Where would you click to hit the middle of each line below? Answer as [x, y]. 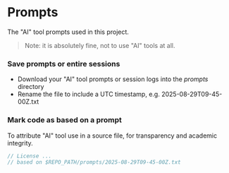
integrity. [20, 143]
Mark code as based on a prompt [64, 120]
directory [31, 87]
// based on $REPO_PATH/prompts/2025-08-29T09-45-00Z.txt [94, 162]
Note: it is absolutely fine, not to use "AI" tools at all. [100, 45]
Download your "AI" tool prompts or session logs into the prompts [113, 79]
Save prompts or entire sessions [64, 64]
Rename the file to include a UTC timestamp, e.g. [88, 94]
